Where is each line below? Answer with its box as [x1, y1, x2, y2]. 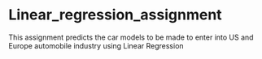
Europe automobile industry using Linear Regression [8, 40, 185, 50]
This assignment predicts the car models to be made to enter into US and [8, 32, 254, 42]
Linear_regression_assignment [8, 6, 222, 24]
